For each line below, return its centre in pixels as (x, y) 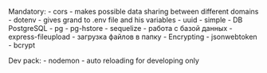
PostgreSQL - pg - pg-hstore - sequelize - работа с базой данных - (120, 28)
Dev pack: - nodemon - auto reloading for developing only (104, 60)
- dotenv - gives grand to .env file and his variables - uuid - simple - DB (126, 20)
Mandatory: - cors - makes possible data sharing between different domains (133, 12)
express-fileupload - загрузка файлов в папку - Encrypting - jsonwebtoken (133, 36)
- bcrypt (22, 45)
